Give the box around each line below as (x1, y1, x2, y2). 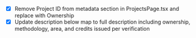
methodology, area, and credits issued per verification (14, 25, 150, 33)
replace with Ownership (14, 12, 75, 19)
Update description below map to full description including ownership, (14, 18, 191, 26)
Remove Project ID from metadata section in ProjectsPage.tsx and (14, 5, 180, 12)
